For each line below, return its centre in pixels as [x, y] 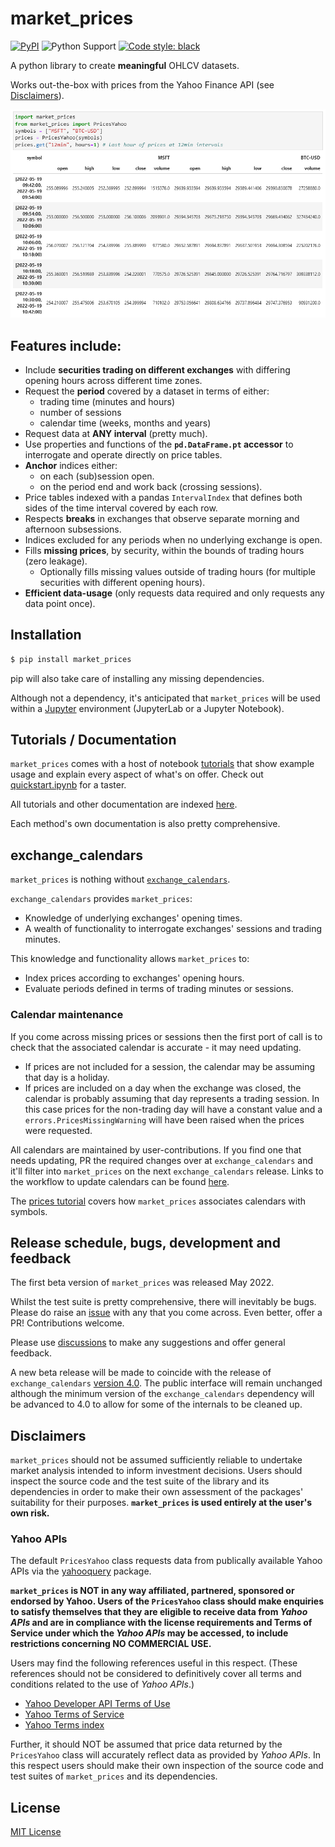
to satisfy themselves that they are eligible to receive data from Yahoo [159, 1612]
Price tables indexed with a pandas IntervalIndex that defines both [163, 497]
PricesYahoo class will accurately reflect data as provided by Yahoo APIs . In [166, 1755]
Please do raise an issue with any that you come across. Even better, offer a [166, 1313]
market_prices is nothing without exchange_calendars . [120, 879]
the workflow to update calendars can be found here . [120, 1181]
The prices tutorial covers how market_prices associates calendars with [158, 1201]
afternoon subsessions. [73, 529]
